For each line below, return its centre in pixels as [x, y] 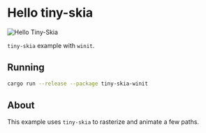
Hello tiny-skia [50, 13]
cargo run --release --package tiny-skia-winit [78, 84]
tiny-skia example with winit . [51, 45]
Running [26, 68]
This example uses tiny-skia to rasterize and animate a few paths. [103, 122]
